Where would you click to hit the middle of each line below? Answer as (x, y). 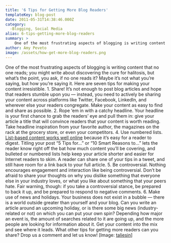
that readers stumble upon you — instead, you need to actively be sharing (83, 94)
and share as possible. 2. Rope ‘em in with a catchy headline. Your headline (84, 111)
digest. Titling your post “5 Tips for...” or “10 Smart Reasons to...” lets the (82, 143)
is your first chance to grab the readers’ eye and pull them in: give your (80, 116)
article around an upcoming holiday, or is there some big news (71, 208)
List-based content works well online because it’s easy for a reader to (79, 138)
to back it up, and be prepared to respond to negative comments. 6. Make (83, 192)
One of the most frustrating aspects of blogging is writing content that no (82, 67)
